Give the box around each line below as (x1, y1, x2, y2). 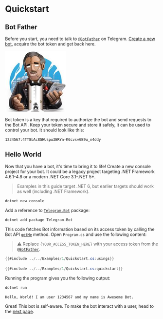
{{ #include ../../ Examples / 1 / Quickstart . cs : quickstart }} (5, 266, 123, 272)
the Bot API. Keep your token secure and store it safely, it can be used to (5, 122, 150, 128)
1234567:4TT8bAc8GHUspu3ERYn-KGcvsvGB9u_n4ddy (5, 137, 101, 142)
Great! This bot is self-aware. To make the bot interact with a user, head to (5, 303, 154, 309)
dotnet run (5, 285, 27, 290)
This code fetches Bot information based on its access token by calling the (5, 226, 155, 232)
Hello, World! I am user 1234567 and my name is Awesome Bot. (5, 295, 134, 300)
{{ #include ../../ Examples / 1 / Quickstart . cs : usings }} (5, 256, 114, 261)
